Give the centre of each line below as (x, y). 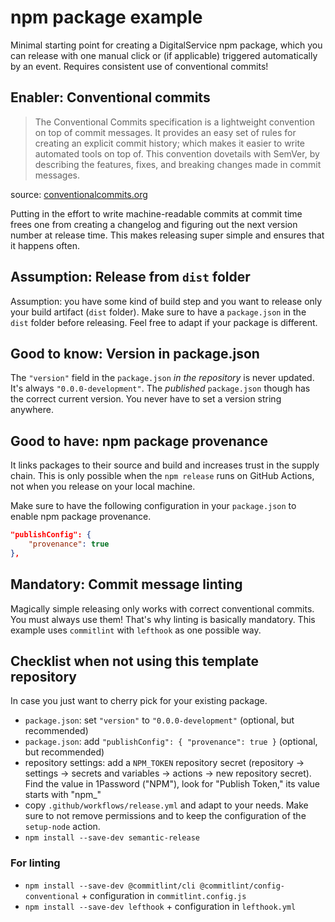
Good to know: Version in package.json (135, 353)
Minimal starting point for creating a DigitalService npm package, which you (166, 45)
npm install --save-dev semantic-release (112, 838)
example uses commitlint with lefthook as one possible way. (136, 630)
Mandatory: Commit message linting (126, 584)
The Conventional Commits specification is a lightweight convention (174, 122)
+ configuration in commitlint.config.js (164, 895)
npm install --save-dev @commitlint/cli (110, 886)
